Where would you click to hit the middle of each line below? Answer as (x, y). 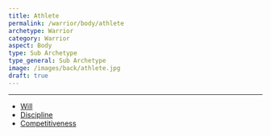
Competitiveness (48, 123)
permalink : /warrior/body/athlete (67, 23)
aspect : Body (30, 46)
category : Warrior (39, 38)
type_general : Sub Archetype (57, 61)
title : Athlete (34, 16)
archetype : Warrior (41, 31)
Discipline (36, 114)
